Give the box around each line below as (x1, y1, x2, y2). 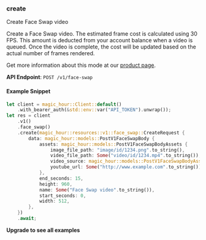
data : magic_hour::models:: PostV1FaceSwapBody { (28, 135, 155, 142)
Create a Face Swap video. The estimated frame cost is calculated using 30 (6, 30, 198, 37)
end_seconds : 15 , (39, 175, 84, 182)
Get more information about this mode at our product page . (6, 61, 156, 69)
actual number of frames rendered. (6, 50, 95, 57)
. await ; (17, 215, 37, 222)
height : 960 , (39, 181, 72, 187)
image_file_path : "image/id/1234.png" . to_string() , (50, 147, 185, 153)
